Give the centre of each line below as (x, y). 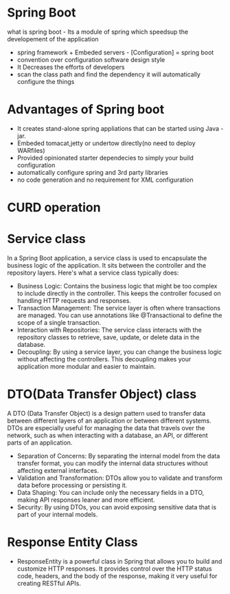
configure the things (46, 81)
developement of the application (53, 39)
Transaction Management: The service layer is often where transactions (119, 308)
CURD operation (54, 208)
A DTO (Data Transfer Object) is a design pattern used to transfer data (106, 413)
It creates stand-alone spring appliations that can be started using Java (118, 128)
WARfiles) (31, 150)
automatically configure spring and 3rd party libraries (92, 172)
